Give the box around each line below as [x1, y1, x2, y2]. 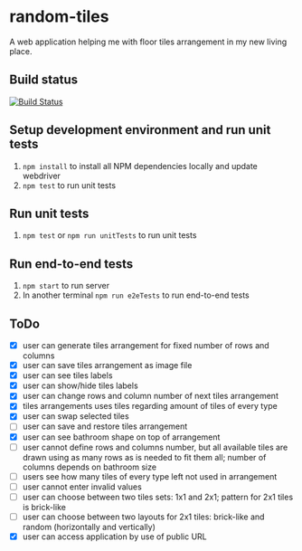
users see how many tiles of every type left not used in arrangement [22, 470, 278, 481]
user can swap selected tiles [22, 411, 129, 422]
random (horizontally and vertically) [22, 521, 156, 532]
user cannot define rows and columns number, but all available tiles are [22, 442, 288, 452]
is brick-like [22, 501, 66, 512]
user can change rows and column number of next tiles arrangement [22, 391, 278, 402]
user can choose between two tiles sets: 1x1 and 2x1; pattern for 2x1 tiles [22, 491, 294, 502]
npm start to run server [22, 280, 110, 291]
